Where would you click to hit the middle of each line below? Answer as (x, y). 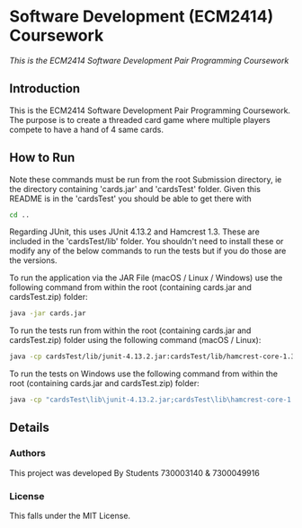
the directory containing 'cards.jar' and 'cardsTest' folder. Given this (135, 189)
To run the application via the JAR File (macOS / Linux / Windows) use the (146, 278)
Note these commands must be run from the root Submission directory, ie (146, 179)
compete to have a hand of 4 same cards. (87, 129)
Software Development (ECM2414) (142, 17)
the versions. (33, 260)
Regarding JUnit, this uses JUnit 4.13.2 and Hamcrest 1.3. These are (135, 232)
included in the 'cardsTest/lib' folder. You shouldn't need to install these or (147, 242)
